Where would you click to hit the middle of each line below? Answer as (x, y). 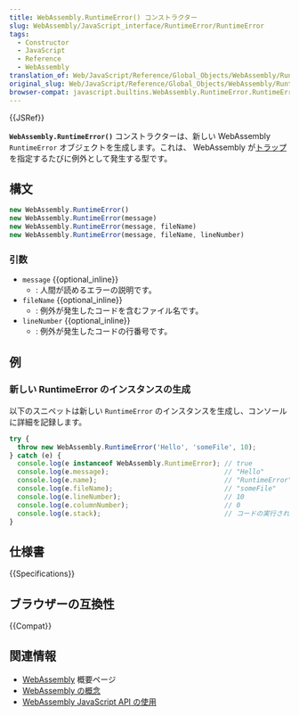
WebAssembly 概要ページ (69, 679)
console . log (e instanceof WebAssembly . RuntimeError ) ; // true (135, 464)
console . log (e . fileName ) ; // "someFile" (147, 489)
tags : (19, 34)
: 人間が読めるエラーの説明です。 (96, 290)
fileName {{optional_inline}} (72, 300)
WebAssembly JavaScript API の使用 (89, 702)
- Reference (40, 59)
